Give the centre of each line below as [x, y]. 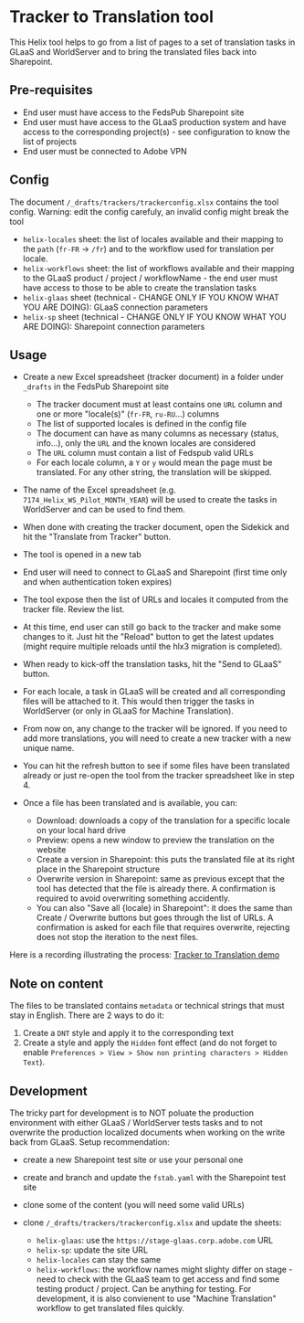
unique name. [48, 748]
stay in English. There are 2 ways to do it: [87, 1015]
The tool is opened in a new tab [82, 555]
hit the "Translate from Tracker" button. [97, 537]
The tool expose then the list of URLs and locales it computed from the [156, 599]
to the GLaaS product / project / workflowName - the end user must [150, 278]
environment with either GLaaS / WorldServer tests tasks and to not [136, 1122]
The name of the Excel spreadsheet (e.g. [99, 490]
